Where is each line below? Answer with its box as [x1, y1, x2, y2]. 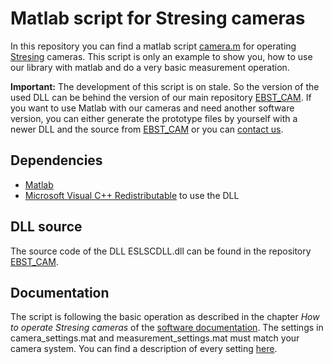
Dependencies [10, 152, 103, 169]
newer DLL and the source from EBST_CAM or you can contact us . [10, 123, 284, 135]
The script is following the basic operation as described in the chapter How [10, 311, 320, 323]
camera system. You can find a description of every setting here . [10, 343, 278, 355]
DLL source [10, 218, 83, 236]
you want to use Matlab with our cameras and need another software [10, 102, 295, 114]
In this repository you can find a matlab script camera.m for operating [10, 40, 297, 52]
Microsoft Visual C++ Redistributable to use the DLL [24, 189, 240, 201]
